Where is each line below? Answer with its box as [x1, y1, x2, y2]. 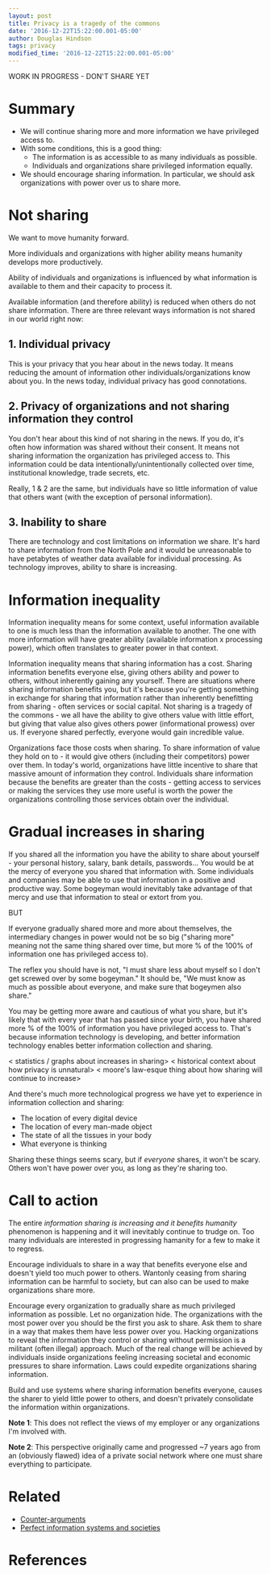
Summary [8, 100, 75, 118]
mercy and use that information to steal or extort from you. [8, 893, 203, 902]
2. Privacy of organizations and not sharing [8, 400, 230, 413]
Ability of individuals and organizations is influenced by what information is [8, 272, 257, 283]
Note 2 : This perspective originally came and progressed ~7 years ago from [8, 1442, 261, 1452]
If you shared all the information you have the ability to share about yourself [8, 849, 260, 860]
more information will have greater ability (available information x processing [8, 634, 263, 644]
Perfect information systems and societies [19, 1523, 161, 1533]
